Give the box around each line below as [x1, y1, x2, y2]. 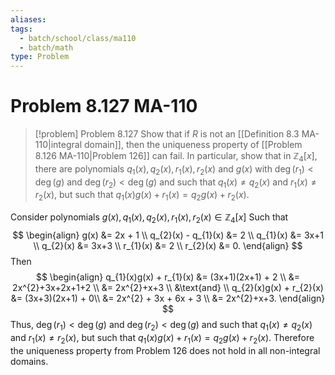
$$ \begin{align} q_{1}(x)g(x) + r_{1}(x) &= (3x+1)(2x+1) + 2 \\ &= [35, 271, 301, 283]
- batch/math [19, 42, 74, 53]
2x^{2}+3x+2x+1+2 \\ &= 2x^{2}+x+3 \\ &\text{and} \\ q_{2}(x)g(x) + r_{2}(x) [12, 282, 324, 294]
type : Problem [10, 52, 70, 62]
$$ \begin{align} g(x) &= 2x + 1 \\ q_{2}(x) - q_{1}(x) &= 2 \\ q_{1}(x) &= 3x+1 [12, 229, 324, 241]
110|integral [34, 139, 83, 151]
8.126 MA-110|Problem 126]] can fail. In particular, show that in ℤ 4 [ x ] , [34, 150, 318, 164]
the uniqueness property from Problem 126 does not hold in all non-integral [10, 344, 321, 356]
